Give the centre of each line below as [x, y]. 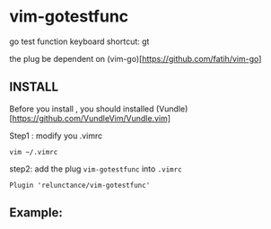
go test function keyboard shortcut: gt [79, 41]
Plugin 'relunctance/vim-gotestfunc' [80, 185]
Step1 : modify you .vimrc [56, 136]
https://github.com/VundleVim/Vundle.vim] [92, 118]
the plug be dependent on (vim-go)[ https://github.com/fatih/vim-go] [135, 58]
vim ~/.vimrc [34, 152]
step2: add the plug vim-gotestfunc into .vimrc [96, 169]
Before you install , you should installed [82, 109]
